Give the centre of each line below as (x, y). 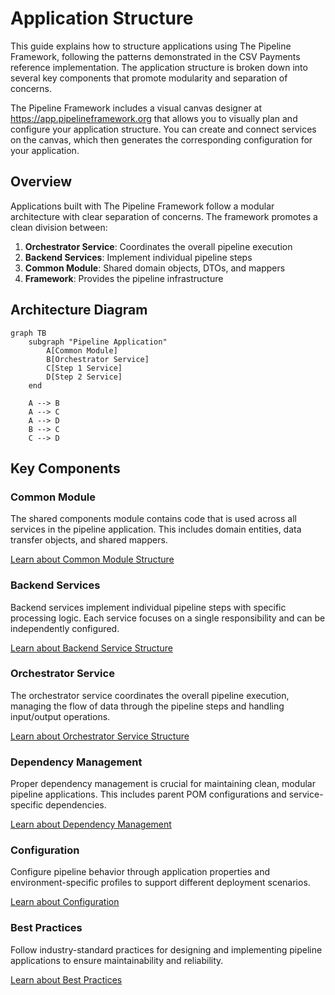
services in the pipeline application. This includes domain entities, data (156, 529)
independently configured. (65, 628)
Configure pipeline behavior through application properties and (140, 872)
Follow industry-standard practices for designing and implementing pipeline (166, 949)
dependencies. (76, 805)
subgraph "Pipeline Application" (98, 342)
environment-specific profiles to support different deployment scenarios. (160, 883)
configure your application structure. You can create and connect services (163, 129)
